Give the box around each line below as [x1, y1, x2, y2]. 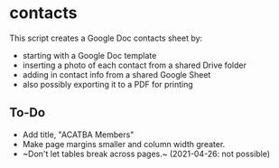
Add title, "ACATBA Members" [22, 129, 135, 140]
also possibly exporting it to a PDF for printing [22, 79, 194, 89]
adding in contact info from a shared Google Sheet [22, 69, 211, 79]
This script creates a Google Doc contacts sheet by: [9, 33, 203, 43]
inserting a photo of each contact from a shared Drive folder [22, 60, 246, 70]
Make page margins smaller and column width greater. [22, 138, 226, 149]
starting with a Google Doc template [22, 50, 157, 61]
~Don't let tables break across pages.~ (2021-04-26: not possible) [22, 148, 271, 159]
